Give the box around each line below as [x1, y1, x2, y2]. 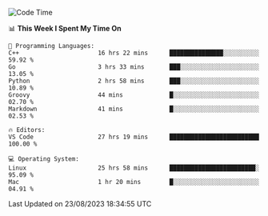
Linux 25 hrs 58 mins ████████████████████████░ [8, 164, 260, 172]
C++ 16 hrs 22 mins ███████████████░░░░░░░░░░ [8, 49, 260, 57]
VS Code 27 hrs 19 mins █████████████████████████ [8, 133, 260, 141]
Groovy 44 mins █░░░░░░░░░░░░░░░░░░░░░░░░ [8, 91, 260, 99]
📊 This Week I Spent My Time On [8, 24, 122, 33]
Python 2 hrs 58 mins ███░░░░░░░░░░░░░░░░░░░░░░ [8, 77, 260, 85]
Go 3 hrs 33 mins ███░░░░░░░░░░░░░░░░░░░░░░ [8, 63, 260, 71]
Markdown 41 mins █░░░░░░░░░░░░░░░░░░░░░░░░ [8, 105, 260, 113]
